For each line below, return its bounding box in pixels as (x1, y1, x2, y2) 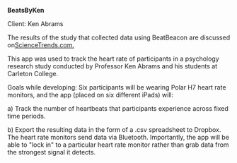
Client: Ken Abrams (7, 20, 64, 28)
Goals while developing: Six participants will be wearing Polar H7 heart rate (7, 83, 226, 91)
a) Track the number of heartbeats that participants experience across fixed (7, 104, 229, 112)
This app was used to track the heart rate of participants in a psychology (7, 54, 219, 63)
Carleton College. (7, 70, 59, 78)
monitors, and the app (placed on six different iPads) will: (7, 91, 174, 99)
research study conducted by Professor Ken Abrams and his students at (7, 62, 218, 70)
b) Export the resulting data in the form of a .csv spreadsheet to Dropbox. (7, 126, 221, 133)
